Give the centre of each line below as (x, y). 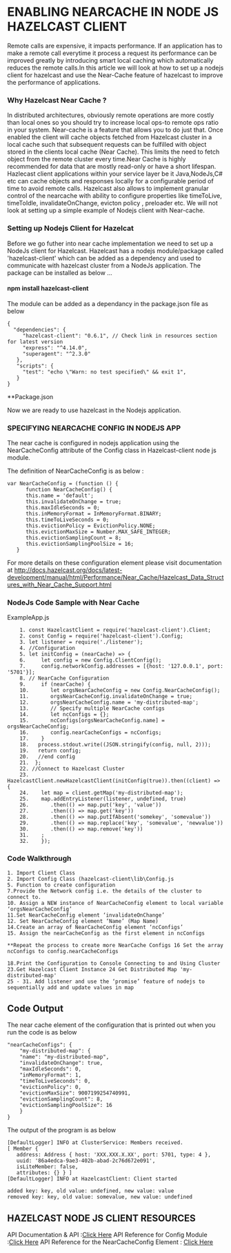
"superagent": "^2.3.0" (57, 354)
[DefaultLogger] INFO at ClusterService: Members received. (96, 1143)
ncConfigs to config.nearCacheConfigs (63, 951)
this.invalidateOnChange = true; (73, 502)
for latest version (35, 342)
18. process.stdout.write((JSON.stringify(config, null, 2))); (115, 745)
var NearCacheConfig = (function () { (63, 484)
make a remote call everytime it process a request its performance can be (112, 53)
